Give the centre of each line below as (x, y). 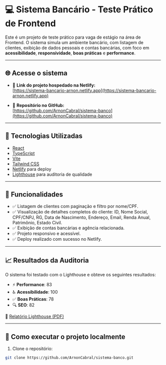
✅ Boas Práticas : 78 (33, 299)
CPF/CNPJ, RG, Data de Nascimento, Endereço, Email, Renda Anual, (81, 217)
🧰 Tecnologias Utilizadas (44, 136)
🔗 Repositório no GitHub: (38, 105)
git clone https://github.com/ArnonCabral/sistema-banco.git (69, 358)
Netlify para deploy (32, 169)
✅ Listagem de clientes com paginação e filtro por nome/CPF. (75, 207)
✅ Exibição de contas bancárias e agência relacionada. (68, 228)
